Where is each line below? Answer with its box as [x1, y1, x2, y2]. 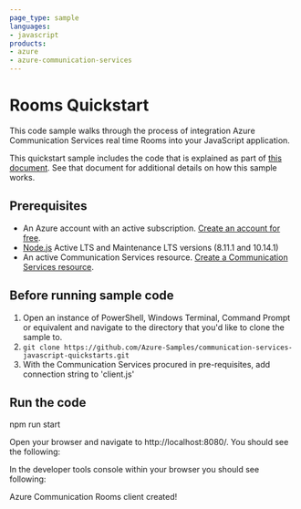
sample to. [22, 331, 63, 342]
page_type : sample [9, 13, 79, 23]
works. [9, 171, 36, 182]
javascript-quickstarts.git [22, 350, 130, 360]
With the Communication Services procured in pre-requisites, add [22, 358, 271, 369]
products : [9, 38, 47, 48]
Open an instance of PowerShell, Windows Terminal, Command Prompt [22, 312, 291, 323]
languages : [9, 22, 51, 31]
